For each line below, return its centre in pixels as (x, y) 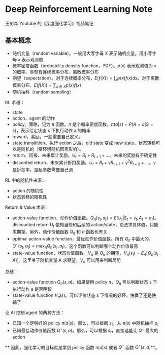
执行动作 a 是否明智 (32, 289)
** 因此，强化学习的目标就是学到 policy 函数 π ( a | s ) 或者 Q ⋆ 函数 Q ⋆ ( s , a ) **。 (82, 347)
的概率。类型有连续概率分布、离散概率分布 (55, 72)
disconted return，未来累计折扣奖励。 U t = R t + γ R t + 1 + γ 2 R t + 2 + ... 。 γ (84, 163)
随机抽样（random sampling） (43, 92)
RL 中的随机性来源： (26, 180)
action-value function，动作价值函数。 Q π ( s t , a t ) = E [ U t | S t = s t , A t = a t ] (83, 218)
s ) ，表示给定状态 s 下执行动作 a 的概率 (51, 131)
